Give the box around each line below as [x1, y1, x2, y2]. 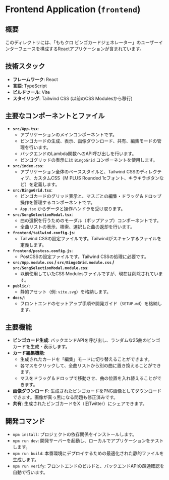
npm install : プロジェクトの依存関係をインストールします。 [12, 431, 137, 437]
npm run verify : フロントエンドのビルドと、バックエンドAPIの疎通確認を [12, 463, 164, 469]
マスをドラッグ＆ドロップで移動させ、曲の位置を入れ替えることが [20, 375, 157, 381]
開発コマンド [5, 417, 45, 425]
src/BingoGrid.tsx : [12, 187, 53, 193]
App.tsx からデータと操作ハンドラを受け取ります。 [20, 205, 126, 211]
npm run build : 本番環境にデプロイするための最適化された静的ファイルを [12, 450, 164, 457]
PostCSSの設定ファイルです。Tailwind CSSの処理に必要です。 [20, 253, 149, 260]
